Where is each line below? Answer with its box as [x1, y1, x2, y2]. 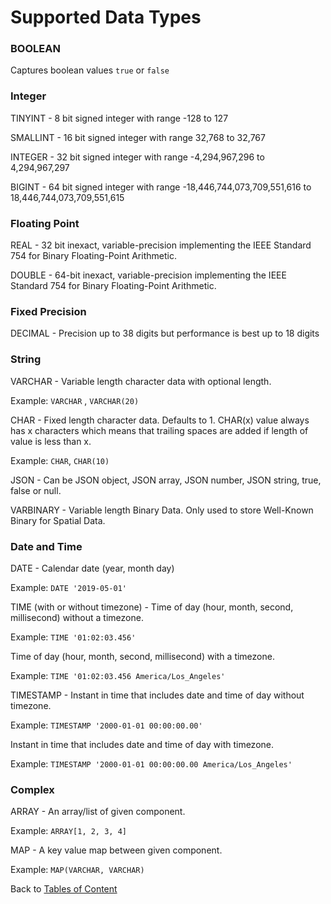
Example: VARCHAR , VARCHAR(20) [10, 394, 140, 406]
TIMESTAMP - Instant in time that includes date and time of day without [10, 689, 305, 701]
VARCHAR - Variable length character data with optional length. [10, 375, 272, 387]
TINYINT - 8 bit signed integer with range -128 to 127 [10, 112, 229, 124]
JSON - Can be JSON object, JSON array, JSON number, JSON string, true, [10, 474, 322, 486]
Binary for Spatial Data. [10, 514, 106, 526]
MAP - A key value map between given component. [10, 844, 223, 856]
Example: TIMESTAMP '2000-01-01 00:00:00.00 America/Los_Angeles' [10, 757, 293, 770]
